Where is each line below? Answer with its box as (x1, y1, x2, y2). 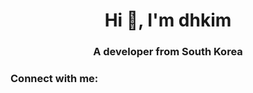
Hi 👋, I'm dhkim (104, 9, 232, 32)
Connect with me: (10, 72, 99, 86)
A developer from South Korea (93, 45, 243, 59)
